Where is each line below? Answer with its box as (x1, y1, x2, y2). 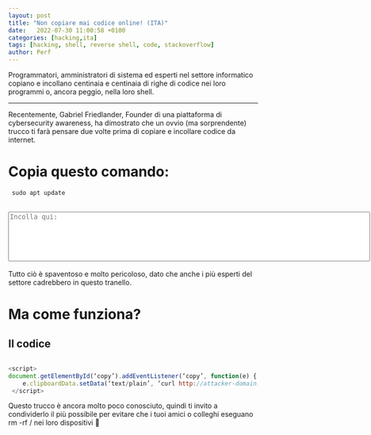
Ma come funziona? (8, 306, 141, 323)
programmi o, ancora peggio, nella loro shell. (8, 87, 155, 96)
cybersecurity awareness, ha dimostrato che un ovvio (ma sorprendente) (8, 118, 247, 128)
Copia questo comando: (8, 163, 170, 181)
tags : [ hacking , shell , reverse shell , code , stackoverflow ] (8, 41, 215, 49)
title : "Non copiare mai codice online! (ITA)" (8, 19, 169, 27)
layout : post (8, 11, 52, 20)
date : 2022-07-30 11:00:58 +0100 (8, 26, 126, 34)
